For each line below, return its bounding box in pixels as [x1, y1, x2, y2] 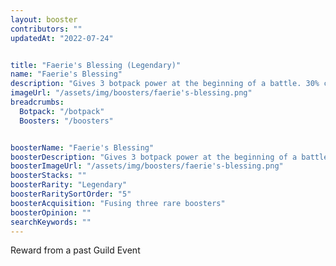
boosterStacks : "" [10, 171, 87, 181]
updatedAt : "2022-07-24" [10, 33, 114, 43]
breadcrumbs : [10, 97, 65, 107]
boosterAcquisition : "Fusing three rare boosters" [10, 198, 226, 208]
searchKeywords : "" [10, 217, 92, 227]
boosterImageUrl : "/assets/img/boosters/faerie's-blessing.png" [10, 161, 284, 171]
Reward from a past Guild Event [10, 244, 141, 256]
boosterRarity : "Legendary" [10, 180, 128, 190]
